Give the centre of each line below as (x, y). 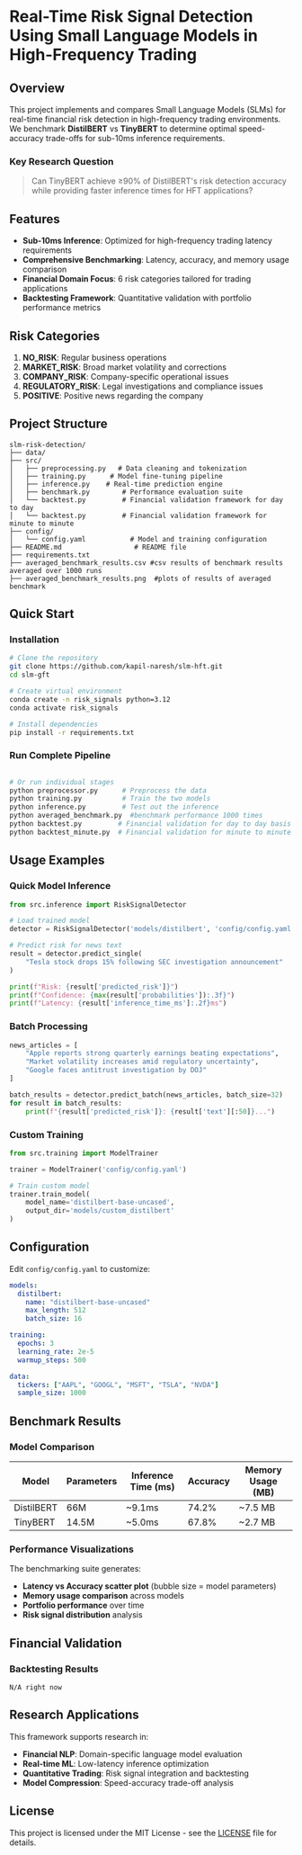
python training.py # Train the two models (110, 799)
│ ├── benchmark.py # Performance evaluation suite (126, 492)
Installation (35, 640)
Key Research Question (62, 161)
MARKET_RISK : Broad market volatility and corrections (124, 367)
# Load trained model (50, 921)
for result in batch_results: (66, 1103)
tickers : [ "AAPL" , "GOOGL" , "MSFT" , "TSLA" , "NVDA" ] (118, 1385)
